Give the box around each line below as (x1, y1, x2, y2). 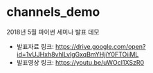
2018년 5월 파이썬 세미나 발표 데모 (6, 28, 100, 36)
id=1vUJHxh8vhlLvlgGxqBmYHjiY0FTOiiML (16, 50, 139, 59)
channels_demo (6, 4, 100, 20)
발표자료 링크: (16, 42, 55, 50)
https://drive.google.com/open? (55, 42, 146, 50)
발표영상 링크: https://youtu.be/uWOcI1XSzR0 (16, 58, 145, 66)
